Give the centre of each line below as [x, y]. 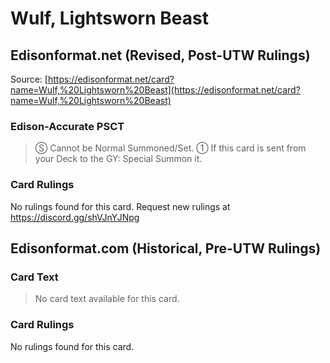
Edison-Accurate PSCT [67, 126]
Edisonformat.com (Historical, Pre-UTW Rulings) [166, 248]
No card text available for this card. [107, 299]
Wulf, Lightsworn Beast [109, 18]
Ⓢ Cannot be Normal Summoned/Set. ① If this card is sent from [170, 148]
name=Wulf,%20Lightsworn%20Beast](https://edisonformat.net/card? [155, 90]
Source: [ [29, 79]
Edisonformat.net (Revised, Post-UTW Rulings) [160, 55]
